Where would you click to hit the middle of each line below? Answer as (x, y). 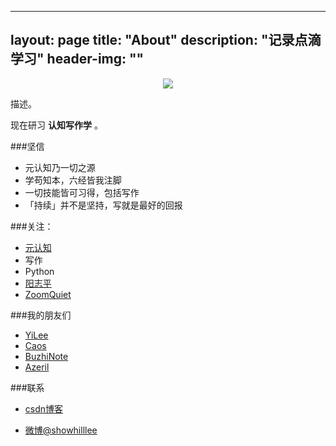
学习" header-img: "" (77, 59)
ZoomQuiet (48, 294)
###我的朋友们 (41, 315)
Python (39, 271)
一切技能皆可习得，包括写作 (82, 192)
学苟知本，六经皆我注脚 (73, 180)
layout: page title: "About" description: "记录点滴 (166, 40)
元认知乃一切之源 (60, 167)
